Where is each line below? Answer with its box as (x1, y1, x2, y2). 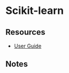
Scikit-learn (5, 4, 64, 17)
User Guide (13, 42, 42, 49)
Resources (5, 27, 46, 37)
